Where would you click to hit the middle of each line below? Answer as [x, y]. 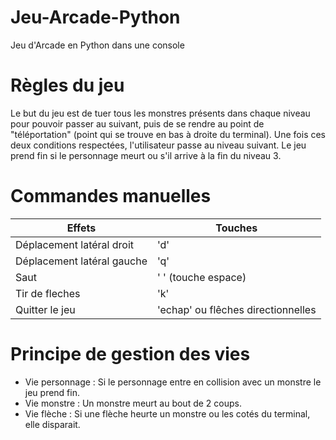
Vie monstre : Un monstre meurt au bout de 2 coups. [133, 403]
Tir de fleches [48, 293]
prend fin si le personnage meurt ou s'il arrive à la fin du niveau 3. [146, 155]
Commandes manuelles [111, 196]
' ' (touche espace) [201, 277]
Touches [236, 228]
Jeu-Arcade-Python [95, 17]
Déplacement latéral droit [75, 244]
